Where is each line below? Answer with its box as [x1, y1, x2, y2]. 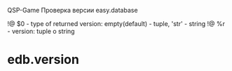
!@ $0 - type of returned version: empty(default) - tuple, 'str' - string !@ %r [7, 20, 226, 27]
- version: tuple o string [7, 27, 75, 35]
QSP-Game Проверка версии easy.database [7, 6, 138, 14]
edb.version [7, 52, 79, 67]
